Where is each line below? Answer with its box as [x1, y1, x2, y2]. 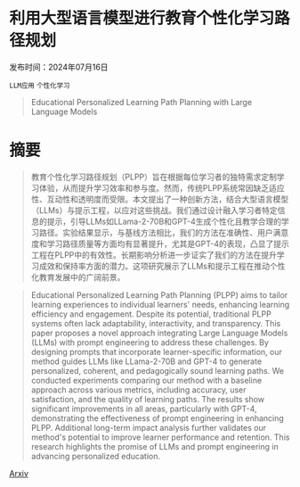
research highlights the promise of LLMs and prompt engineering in [30, 441, 279, 451]
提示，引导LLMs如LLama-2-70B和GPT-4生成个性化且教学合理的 [46, 216, 282, 227]
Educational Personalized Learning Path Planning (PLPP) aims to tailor [30, 289, 288, 300]
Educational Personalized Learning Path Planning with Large [30, 96, 252, 107]
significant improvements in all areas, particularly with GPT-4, [30, 403, 257, 414]
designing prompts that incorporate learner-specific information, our [30, 346, 283, 357]
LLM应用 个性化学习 [9, 81, 70, 90]
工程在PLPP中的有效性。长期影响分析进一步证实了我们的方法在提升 [30, 249, 278, 260]
